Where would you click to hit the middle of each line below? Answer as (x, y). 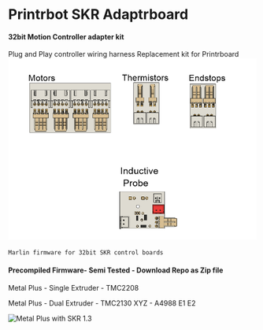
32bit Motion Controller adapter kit (66, 36)
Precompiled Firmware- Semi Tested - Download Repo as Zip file (116, 270)
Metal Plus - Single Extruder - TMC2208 (74, 287)
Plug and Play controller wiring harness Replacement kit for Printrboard (124, 54)
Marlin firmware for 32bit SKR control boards (86, 253)
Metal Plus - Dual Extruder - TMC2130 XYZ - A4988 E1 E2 (102, 303)
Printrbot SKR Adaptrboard (98, 15)
